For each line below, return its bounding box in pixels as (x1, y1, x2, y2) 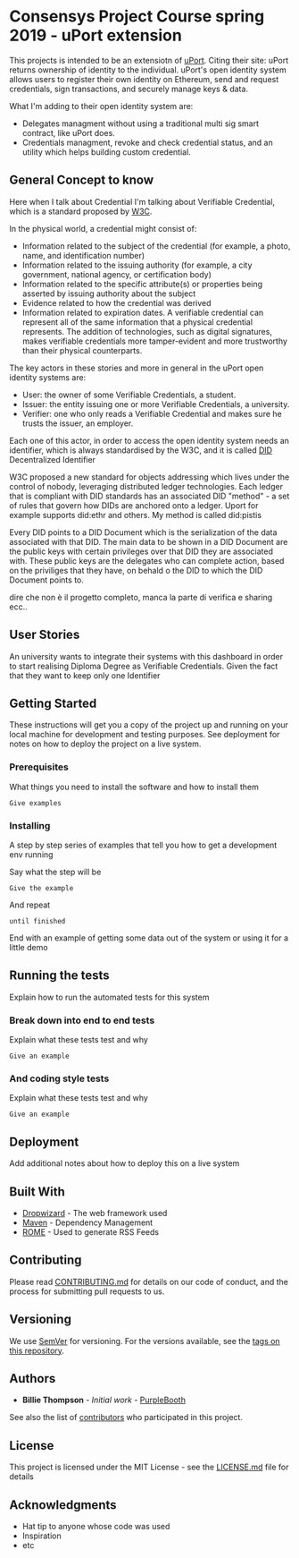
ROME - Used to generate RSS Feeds (21, 1227, 159, 1237)
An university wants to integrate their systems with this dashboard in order (9, 651, 284, 661)
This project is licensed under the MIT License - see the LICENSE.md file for (9, 1461, 289, 1473)
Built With (9, 1184, 65, 1199)
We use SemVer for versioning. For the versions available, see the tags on (9, 1335, 280, 1346)
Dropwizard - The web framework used (21, 1208, 168, 1218)
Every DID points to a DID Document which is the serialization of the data (9, 526, 278, 538)
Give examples (9, 798, 62, 807)
